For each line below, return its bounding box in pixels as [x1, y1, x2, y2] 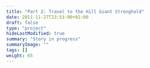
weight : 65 [6, 53, 33, 59]
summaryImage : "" [6, 42, 49, 48]
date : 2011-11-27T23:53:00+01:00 [6, 14, 89, 20]
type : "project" [6, 25, 46, 31]
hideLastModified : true [6, 31, 65, 37]
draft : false [6, 20, 39, 25]
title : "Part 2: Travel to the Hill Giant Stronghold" [6, 8, 145, 15]
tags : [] [6, 47, 28, 53]
